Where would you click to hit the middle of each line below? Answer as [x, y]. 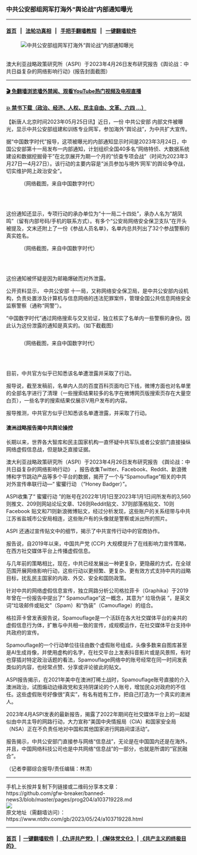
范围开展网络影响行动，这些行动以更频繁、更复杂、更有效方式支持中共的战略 [98, 570]
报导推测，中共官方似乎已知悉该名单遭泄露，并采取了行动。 [78, 413]
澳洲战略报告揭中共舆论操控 [40, 427]
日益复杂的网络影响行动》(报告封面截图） [61, 71]
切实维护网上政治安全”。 [36, 171]
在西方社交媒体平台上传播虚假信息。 [50, 551]
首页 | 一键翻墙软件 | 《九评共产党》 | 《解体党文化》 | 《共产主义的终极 [94, 839]
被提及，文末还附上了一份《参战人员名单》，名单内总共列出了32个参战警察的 [98, 228]
